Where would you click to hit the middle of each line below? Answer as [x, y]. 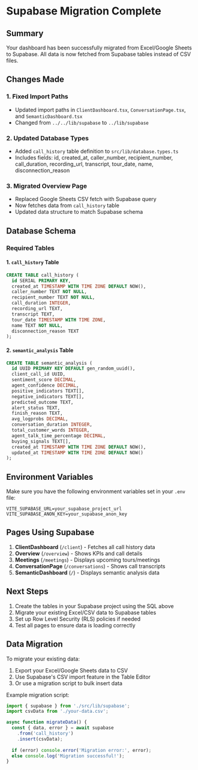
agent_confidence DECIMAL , [45, 385]
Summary [25, 33]
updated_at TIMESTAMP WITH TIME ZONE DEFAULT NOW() [78, 453]
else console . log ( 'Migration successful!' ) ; [68, 756]
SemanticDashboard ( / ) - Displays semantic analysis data [87, 573]
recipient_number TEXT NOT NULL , [53, 297]
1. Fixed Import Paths [37, 96]
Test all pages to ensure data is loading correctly [75, 625]
